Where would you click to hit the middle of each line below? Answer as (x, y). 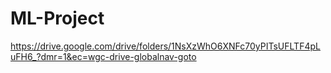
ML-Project (57, 18)
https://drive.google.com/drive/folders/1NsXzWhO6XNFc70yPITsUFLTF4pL (165, 46)
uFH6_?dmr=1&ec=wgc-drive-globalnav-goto (103, 56)
